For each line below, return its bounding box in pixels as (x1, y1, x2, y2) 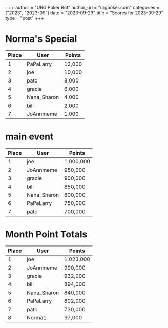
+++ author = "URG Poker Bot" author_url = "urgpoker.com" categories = (5, 5, 160, 10)
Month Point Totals (5, 229, 88, 240)
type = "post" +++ (5, 15, 45, 21)
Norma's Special (5, 33, 77, 45)
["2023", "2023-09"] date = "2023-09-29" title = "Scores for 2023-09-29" (5, 10, 164, 16)
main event (5, 131, 54, 142)
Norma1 (26, 314, 47, 321)
